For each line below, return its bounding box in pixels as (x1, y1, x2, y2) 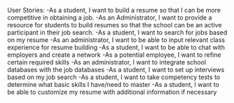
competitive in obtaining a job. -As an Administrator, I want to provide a (7, 13, 212, 22)
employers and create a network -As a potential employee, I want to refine (7, 50, 221, 59)
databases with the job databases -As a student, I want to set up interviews (7, 66, 225, 74)
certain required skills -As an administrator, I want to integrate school (7, 58, 207, 66)
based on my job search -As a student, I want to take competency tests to (7, 73, 221, 81)
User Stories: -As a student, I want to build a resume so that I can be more (7, 6, 221, 14)
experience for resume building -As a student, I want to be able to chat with (7, 43, 226, 51)
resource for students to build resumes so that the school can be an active (7, 21, 222, 29)
